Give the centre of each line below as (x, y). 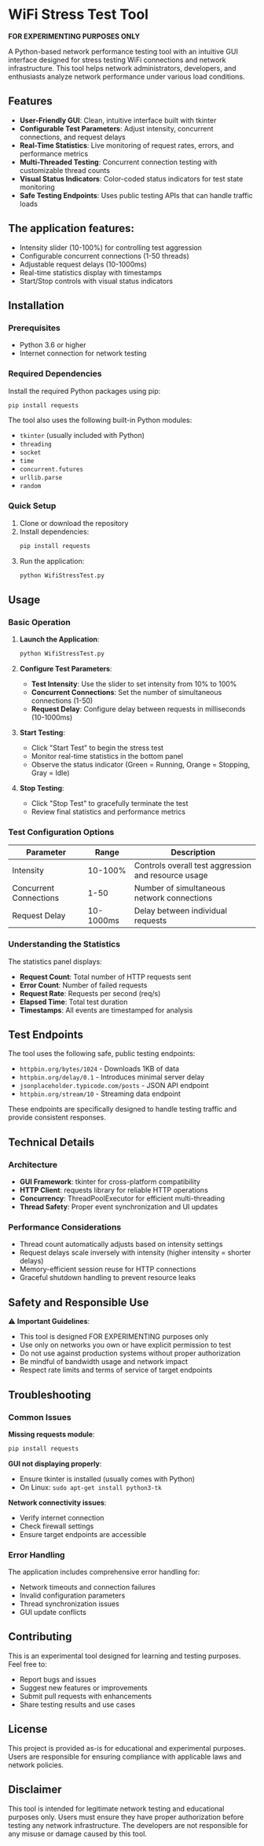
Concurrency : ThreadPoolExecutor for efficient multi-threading (122, 1199)
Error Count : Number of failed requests (83, 985)
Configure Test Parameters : (66, 669)
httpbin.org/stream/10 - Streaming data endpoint (100, 1094)
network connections (173, 898)
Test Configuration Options (61, 832)
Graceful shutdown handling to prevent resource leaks (108, 1278)
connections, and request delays (72, 137)
